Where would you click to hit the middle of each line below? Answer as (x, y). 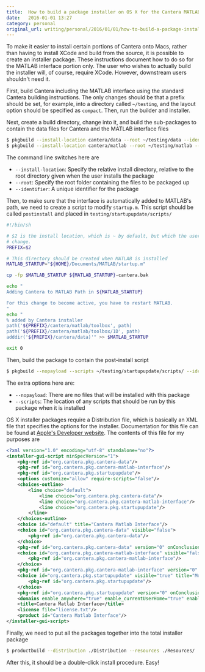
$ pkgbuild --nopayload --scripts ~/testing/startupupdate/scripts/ (95, 371)
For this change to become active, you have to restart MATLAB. (90, 303)
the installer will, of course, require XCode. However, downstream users (97, 73)
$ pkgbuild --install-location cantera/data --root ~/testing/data (94, 140)
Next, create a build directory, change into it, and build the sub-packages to (102, 123)
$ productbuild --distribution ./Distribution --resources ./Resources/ (101, 651)
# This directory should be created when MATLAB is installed (87, 259)
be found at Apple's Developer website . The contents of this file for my (95, 432)
